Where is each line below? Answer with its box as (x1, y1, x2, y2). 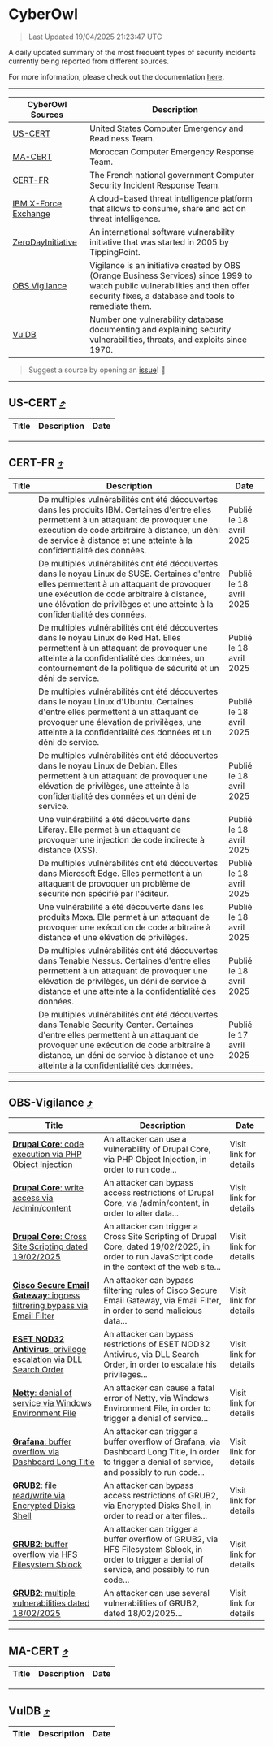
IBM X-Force (12, 197, 63, 209)
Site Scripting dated (12, 1241, 88, 1252)
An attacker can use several (103, 1588, 210, 1599)
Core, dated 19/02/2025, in (103, 1241, 210, 1252)
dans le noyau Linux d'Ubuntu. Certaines (37, 696, 193, 707)
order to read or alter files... (103, 1511, 208, 1522)
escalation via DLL (12, 1354, 83, 1365)
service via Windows (12, 1398, 92, 1409)
